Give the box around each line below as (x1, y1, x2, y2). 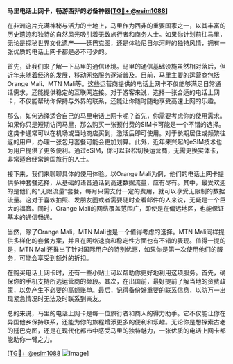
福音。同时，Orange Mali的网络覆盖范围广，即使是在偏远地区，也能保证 (19, 205, 225, 212)
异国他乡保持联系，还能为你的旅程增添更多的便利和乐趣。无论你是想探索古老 (7, 318, 226, 326)
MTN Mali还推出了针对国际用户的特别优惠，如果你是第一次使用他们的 (19, 245, 217, 253)
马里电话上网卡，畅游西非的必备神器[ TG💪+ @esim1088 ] (7, 7, 169, 15)
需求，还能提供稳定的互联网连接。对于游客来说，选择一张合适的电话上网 (12, 88, 220, 96)
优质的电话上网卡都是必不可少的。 (12, 48, 111, 55)
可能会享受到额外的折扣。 (19, 254, 92, 262)
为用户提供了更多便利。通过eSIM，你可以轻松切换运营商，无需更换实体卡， (7, 146, 223, 155)
